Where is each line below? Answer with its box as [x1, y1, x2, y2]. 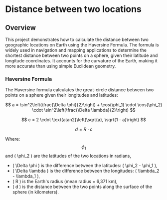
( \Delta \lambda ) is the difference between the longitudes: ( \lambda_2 [12, 168, 160, 174]
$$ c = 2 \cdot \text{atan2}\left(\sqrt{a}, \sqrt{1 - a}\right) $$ [21, 117, 146, 123]
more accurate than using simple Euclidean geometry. [5, 63, 116, 69]
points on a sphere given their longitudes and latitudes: [5, 92, 118, 98]
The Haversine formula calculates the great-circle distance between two [5, 87, 154, 93]
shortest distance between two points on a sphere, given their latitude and [5, 52, 158, 58]
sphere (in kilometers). [12, 189, 59, 195]
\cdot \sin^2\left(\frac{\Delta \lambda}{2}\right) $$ [32, 107, 136, 113]
